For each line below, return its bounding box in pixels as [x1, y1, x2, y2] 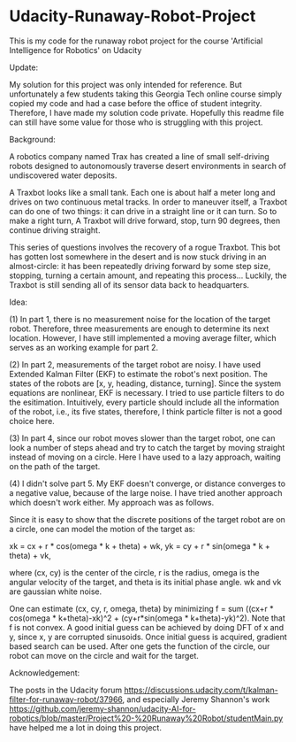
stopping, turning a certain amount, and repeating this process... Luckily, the [9, 270, 287, 281]
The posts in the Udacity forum [9, 684, 122, 695]
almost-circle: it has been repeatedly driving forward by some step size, [9, 260, 271, 271]
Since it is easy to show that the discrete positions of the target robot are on [9, 514, 285, 524]
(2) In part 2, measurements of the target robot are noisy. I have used [9, 359, 262, 369]
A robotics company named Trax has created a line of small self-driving [9, 151, 269, 161]
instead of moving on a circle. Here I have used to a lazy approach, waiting [9, 452, 281, 462]
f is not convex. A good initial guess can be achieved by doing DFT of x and [9, 622, 285, 632]
